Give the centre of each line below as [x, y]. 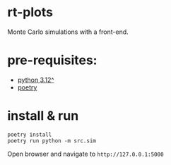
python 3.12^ [36, 80]
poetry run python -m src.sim [52, 141]
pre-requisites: [52, 60]
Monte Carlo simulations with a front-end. [68, 32]
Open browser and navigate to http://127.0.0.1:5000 [85, 154]
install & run [43, 116]
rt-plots [30, 12]
